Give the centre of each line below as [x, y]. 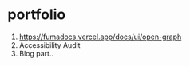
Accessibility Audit [49, 45]
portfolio [37, 15]
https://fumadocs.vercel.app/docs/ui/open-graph [100, 37]
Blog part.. [36, 53]
